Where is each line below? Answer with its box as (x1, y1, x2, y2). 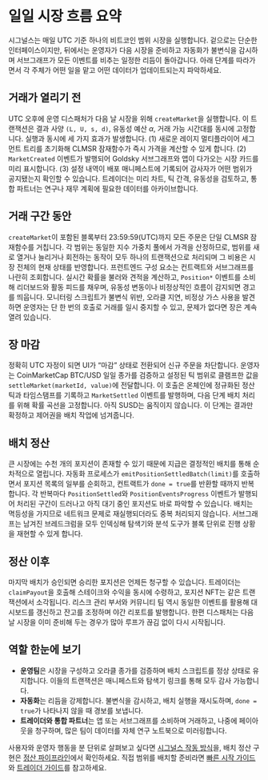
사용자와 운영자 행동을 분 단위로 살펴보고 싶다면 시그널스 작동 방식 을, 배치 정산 (8, 742, 252, 752)
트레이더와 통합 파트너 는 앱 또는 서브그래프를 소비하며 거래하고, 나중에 (19, 715, 238, 725)
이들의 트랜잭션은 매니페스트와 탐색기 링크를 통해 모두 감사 (50, 675, 232, 685)
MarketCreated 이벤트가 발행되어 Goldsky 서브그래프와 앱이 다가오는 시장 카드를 (8, 154, 259, 163)
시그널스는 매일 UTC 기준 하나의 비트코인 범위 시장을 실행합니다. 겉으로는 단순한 (8, 35, 258, 45)
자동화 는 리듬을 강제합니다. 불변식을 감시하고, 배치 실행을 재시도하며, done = (19, 695, 258, 705)
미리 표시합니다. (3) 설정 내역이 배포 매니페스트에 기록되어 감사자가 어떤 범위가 (8, 163, 253, 173)
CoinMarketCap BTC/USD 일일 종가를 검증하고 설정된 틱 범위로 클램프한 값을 (16, 370, 259, 380)
